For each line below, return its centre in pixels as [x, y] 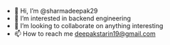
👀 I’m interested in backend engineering [73, 18]
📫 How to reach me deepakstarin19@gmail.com [85, 34]
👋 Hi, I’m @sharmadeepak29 [56, 11]
